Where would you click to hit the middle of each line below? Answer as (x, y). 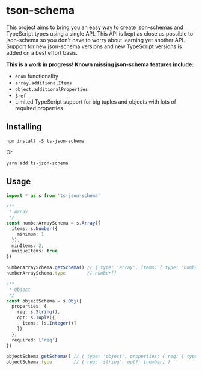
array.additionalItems (43, 83)
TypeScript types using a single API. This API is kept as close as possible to (100, 33)
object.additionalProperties (51, 89)
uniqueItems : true (35, 251)
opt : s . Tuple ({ (36, 318)
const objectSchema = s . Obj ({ (44, 301)
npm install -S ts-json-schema (45, 141)
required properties (39, 108)
